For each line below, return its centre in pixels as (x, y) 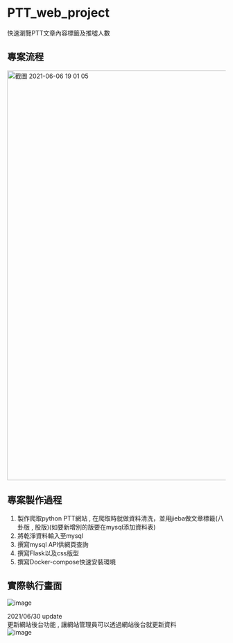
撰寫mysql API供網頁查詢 (53, 544)
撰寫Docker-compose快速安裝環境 (67, 562)
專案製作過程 (35, 500)
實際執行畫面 (35, 586)
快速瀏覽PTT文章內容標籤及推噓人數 (59, 33)
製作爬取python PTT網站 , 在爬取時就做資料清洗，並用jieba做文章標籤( (118, 518)
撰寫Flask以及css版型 (48, 553)
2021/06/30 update (35, 617)
